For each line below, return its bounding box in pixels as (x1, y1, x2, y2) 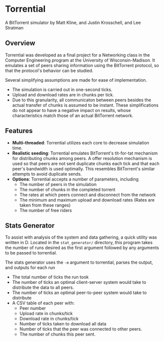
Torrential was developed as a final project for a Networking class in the (5, 52, 150, 58)
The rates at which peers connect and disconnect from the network (19, 192, 156, 198)
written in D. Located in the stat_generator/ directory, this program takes (5, 240, 153, 246)
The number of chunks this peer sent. (19, 331, 96, 337)
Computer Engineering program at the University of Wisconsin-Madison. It (5, 57, 155, 63)
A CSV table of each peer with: (12, 300, 75, 306)
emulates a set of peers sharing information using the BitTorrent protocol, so (5, 62, 159, 68)
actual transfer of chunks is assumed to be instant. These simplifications (12, 102, 159, 108)
